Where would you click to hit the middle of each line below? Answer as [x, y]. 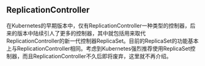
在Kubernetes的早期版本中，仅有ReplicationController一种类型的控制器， [98, 25]
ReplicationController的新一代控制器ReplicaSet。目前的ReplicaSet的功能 [97, 41]
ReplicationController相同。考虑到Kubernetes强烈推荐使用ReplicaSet [103, 48]
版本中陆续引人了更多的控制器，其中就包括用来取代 [81, 33]
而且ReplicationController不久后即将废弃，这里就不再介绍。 [97, 56]
